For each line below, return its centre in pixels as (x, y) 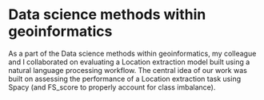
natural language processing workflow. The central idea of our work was (128, 70)
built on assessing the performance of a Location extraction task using (125, 79)
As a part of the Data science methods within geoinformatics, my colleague (132, 53)
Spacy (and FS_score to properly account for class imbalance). (112, 87)
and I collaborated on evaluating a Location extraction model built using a (129, 62)
